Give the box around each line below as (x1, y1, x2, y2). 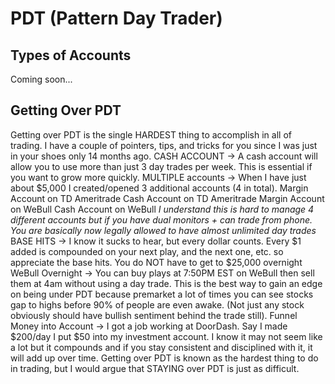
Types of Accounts (10, 47, 132, 64)
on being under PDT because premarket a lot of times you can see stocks (10, 288, 314, 300)
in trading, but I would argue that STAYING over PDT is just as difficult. (10, 362, 300, 374)
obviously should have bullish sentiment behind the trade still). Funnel (10, 309, 298, 321)
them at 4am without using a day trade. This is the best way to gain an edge (10, 277, 323, 289)
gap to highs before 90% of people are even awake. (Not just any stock (10, 298, 305, 311)
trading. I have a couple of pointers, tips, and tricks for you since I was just (10, 139, 318, 151)
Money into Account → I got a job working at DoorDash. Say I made (10, 320, 288, 332)
